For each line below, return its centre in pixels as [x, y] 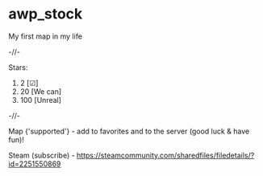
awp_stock [46, 14]
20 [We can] [41, 91]
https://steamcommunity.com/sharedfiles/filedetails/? [165, 155]
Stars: [18, 67]
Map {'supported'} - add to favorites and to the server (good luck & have [129, 131]
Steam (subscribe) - [42, 155]
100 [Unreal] [41, 100]
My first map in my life [46, 36]
